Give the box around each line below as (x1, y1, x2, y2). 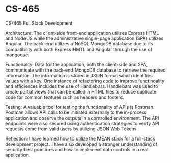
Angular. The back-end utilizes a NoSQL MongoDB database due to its (5, 40, 153, 46)
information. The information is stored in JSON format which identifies (5, 72, 153, 78)
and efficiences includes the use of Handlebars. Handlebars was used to (5, 83, 158, 89)
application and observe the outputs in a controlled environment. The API (5, 114, 159, 121)
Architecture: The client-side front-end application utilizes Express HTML (5, 30, 159, 36)
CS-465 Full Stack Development (5, 20, 73, 26)
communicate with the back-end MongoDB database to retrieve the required (5, 67, 166, 73)
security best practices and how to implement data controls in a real (5, 146, 149, 152)
